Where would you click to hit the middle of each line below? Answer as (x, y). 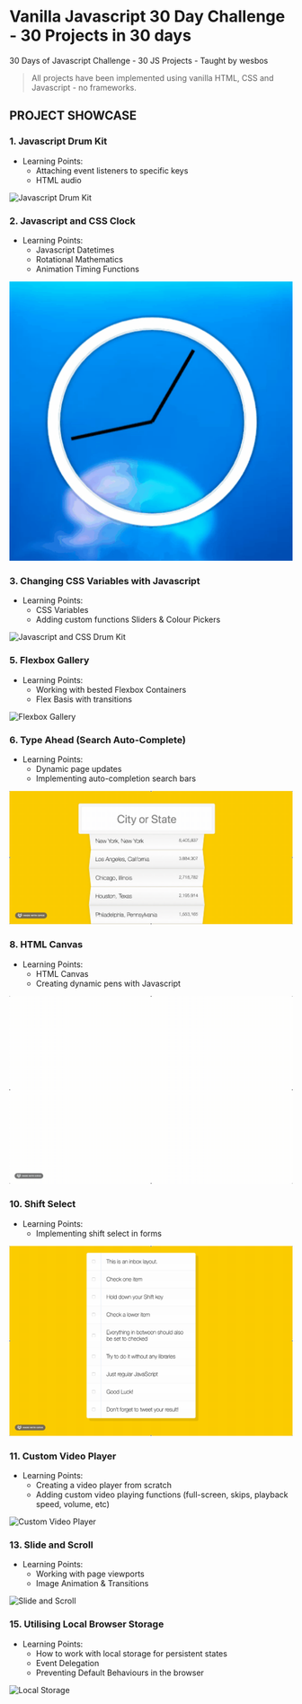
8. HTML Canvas (46, 945)
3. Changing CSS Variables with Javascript (105, 581)
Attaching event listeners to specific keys (112, 170)
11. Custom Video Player (63, 1456)
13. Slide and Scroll (51, 1545)
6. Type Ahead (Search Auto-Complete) (98, 740)
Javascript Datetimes (75, 250)
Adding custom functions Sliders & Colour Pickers (128, 620)
